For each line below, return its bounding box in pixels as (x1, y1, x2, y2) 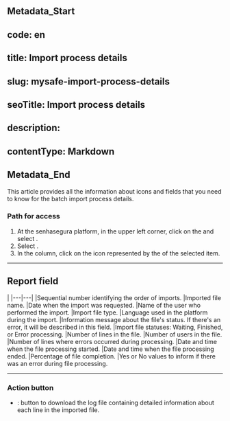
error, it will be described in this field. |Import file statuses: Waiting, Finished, (7, 323, 223, 331)
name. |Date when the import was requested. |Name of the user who (7, 301, 201, 309)
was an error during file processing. (7, 359, 108, 367)
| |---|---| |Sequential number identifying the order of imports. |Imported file (7, 293, 221, 301)
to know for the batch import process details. (7, 194, 134, 203)
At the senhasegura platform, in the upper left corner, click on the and (16, 227, 214, 236)
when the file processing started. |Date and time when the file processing (7, 345, 214, 353)
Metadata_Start (7, 5, 75, 17)
